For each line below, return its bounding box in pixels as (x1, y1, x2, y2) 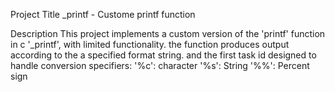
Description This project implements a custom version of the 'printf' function (10, 28, 326, 39)
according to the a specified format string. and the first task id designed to (10, 49, 317, 61)
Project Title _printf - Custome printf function (10, 9, 196, 20)
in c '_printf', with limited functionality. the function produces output (10, 39, 290, 50)
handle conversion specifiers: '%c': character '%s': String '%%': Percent (10, 60, 310, 71)
